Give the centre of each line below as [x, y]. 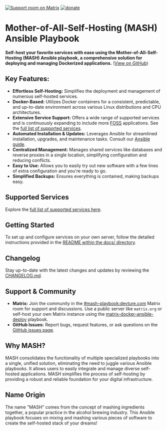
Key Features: [27, 79]
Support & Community [41, 291]
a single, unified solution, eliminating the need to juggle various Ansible [78, 363]
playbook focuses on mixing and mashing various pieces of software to [79, 417]
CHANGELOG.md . [24, 276]
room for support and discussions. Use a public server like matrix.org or [87, 309]
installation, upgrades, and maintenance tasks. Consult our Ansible [81, 139]
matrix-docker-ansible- [130, 314]
